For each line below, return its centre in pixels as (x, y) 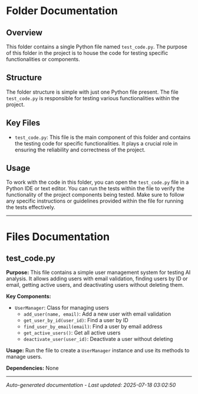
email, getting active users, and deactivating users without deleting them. (95, 285)
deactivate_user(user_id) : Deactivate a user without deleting (98, 339)
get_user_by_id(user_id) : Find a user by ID (76, 320)
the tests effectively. (31, 207)
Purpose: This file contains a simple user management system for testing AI (98, 273)
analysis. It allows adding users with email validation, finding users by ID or (97, 279)
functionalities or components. (43, 59)
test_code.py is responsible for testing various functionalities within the (93, 98)
